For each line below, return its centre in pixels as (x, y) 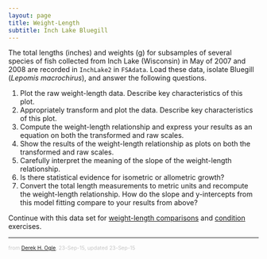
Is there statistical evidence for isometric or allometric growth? (122, 177)
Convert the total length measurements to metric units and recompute (134, 186)
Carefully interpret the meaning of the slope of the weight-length (126, 161)
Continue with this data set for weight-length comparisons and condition (127, 218)
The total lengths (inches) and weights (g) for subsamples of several (120, 53)
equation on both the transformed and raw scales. (102, 135)
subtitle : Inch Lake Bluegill (58, 30)
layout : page (30, 15)
